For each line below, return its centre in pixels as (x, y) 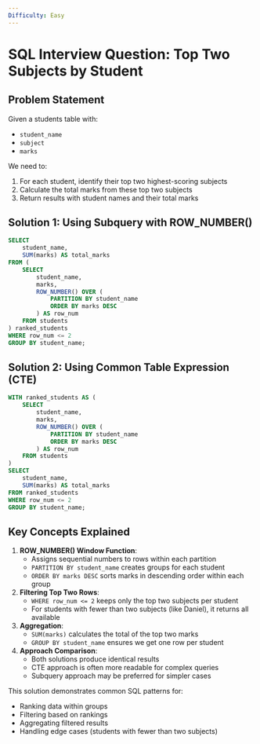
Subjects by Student (76, 71)
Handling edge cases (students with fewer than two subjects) (118, 731)
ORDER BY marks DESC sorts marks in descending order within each (137, 576)
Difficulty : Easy (36, 15)
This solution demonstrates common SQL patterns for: (96, 691)
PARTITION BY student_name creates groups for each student (128, 567)
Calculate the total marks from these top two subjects (106, 189)
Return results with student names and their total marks (109, 198)
